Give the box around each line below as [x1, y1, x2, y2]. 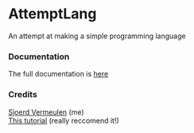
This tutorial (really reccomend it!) [8, 115, 119, 125]
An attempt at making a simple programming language [8, 31, 186, 41]
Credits [8, 89, 37, 100]
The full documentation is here [8, 69, 109, 79]
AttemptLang [8, 5, 97, 23]
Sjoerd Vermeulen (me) [8, 107, 85, 116]
